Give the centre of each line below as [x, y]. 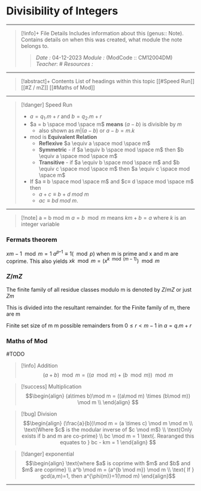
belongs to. [35, 46]
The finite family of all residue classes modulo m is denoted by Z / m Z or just [99, 289]
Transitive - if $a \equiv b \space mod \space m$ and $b [109, 162]
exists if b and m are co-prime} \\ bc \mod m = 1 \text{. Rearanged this [108, 436]
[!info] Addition [39, 365]
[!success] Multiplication [51, 386]
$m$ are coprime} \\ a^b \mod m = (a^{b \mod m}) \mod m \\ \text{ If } [108, 469]
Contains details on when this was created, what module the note [101, 40]
